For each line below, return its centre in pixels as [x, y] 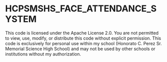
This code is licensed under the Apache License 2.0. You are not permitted [82, 33]
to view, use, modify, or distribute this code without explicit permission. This [83, 38]
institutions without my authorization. [43, 54]
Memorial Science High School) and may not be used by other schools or [80, 49]
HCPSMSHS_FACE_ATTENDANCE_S [81, 9]
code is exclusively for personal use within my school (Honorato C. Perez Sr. [83, 43]
